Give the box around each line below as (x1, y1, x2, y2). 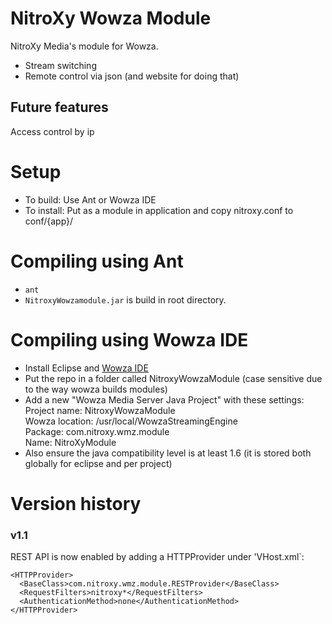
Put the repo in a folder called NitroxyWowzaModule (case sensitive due (24, 372, 323, 384)
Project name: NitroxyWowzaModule (24, 404, 176, 416)
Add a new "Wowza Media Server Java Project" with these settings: (24, 393, 305, 406)
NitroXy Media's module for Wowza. (10, 40, 159, 52)
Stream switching (24, 59, 97, 71)
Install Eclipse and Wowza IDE (24, 362, 149, 374)
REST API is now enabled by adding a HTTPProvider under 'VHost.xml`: (10, 551, 305, 563)
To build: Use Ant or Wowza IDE (24, 193, 157, 206)
